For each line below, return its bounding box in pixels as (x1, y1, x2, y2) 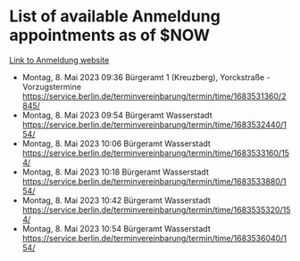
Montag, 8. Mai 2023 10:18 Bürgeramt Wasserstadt (21, 167, 210, 177)
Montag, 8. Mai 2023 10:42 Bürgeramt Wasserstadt (21, 194, 212, 206)
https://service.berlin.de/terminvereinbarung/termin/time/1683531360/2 (21, 91, 287, 102)
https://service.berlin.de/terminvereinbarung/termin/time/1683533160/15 (21, 147, 290, 158)
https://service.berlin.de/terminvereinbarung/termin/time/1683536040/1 (21, 232, 287, 243)
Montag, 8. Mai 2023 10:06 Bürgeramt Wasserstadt (21, 138, 212, 149)
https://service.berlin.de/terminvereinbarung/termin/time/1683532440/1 (21, 118, 287, 130)
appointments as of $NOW (9, 25, 211, 45)
